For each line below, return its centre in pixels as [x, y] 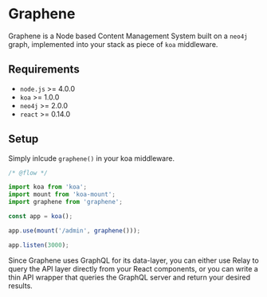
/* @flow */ [28, 173]
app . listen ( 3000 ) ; [39, 245]
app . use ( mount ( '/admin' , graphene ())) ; [75, 231]
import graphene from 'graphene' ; [66, 202]
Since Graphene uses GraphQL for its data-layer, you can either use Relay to [133, 260]
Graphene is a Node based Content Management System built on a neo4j [128, 36]
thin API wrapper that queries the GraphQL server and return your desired [130, 277]
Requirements [44, 70]
